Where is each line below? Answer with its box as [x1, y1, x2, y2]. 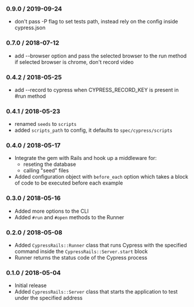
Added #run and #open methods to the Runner [14, 213, 124, 221]
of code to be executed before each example [14, 179, 123, 186]
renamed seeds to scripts [14, 121, 77, 128]
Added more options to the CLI [14, 207, 89, 214]
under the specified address [14, 295, 83, 302]
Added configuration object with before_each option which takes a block [14, 173, 189, 180]
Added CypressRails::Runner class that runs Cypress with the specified [14, 242, 187, 249]
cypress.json [14, 24, 46, 31]
